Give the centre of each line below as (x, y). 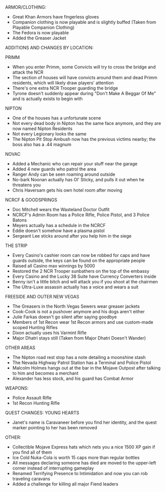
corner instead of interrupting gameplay (53, 468)
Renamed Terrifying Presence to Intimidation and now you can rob (80, 473)
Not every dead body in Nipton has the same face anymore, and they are (86, 123)
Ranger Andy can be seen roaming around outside (64, 174)
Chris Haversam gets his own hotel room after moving (67, 190)
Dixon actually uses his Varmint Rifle (49, 333)
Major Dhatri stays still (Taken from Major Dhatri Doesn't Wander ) (79, 338)
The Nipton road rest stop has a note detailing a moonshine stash (79, 357)
